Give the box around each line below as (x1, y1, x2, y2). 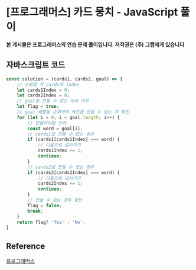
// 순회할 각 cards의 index (17, 81, 80, 88)
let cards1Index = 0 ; (17, 87, 70, 93)
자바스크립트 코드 (6, 60, 66, 70)
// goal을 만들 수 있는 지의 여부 (17, 98, 89, 104)
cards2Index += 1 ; (37, 181, 83, 187)
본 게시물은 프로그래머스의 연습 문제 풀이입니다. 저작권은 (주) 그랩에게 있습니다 (6, 41, 185, 48)
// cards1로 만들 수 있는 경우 (27, 131, 94, 137)
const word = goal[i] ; (27, 126, 83, 131)
